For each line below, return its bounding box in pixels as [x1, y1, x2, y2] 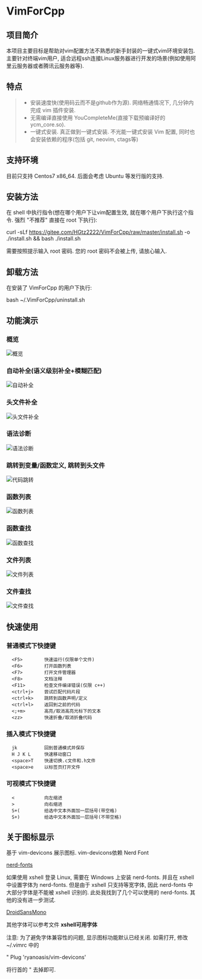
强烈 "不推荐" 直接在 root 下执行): [14, 216, 98, 224]
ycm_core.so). [30, 121, 66, 128]
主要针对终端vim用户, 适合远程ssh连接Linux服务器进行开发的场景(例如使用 [6, 55, 191, 62]
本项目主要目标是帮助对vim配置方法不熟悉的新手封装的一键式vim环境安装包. [6, 47, 195, 54]
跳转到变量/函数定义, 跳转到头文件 [6, 461, 105, 470]
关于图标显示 [6, 832, 54, 842]
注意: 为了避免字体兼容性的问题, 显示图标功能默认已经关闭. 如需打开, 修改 [6, 934, 188, 941]
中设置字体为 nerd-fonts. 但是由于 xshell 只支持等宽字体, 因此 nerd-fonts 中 [6, 881, 194, 889]
